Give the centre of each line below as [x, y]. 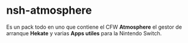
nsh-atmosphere [49, 10]
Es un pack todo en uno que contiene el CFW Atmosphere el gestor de [94, 27]
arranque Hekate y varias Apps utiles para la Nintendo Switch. [84, 33]
